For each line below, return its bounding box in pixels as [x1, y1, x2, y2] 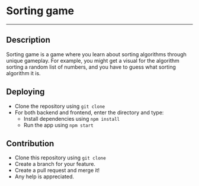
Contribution [6, 138, 54, 149]
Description [6, 35, 50, 45]
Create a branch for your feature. [14, 161, 96, 168]
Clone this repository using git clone [14, 154, 107, 161]
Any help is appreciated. [14, 173, 75, 180]
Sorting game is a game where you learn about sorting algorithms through [6, 50, 187, 57]
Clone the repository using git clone [14, 102, 105, 110]
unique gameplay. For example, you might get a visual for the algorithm [6, 57, 179, 64]
